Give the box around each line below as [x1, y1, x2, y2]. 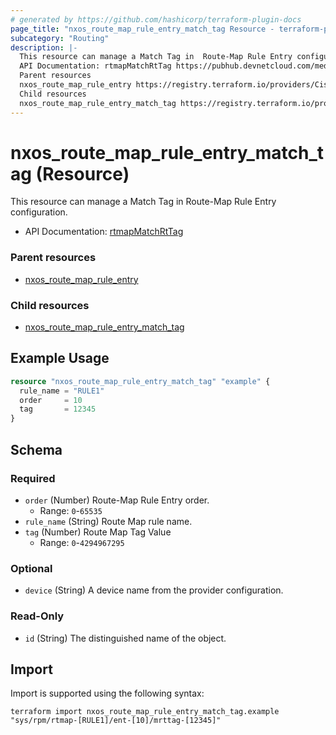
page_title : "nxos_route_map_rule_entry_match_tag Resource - [10, 24, 275, 34]
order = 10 [19, 395, 83, 405]
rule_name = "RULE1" [19, 386, 105, 396]
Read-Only [10, 609, 65, 623]
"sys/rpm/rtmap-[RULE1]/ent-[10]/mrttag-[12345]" [10, 716, 222, 726]
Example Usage [10, 350, 110, 367]
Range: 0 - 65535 [39, 504, 103, 516]
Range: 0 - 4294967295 [39, 536, 125, 548]
